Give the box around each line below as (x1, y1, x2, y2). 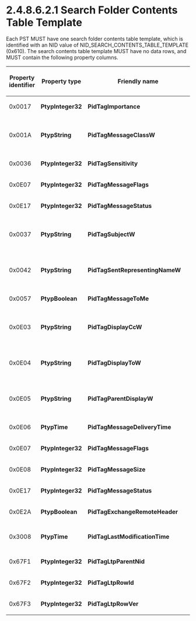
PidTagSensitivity (87, 159, 138, 167)
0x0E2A (9, 508, 32, 516)
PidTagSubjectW (87, 230, 135, 238)
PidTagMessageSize (87, 465, 146, 473)
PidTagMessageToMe (87, 294, 149, 303)
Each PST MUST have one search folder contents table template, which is (6, 35, 184, 42)
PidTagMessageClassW (87, 131, 156, 139)
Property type (41, 77, 82, 85)
